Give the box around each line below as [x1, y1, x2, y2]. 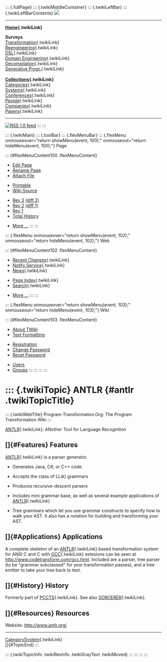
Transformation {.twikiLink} [5, 39, 60, 45]
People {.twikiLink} [5, 98, 43, 104]
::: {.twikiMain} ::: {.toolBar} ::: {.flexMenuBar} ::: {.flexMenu [5, 132, 126, 138]
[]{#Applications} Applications [5, 532, 103, 541]
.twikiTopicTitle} [5, 395, 75, 406]
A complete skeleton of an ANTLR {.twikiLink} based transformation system [5, 545, 159, 552]
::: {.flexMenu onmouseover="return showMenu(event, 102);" [5, 233, 131, 238]
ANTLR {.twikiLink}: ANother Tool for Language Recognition [5, 426, 127, 432]
